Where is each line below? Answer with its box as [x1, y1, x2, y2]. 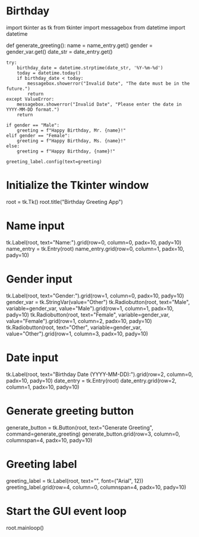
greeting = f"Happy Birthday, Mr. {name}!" [17, 127, 127, 134]
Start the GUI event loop [6, 504, 127, 518]
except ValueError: [6, 96, 55, 102]
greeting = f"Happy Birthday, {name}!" [17, 148, 116, 154]
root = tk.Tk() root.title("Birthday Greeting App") [6, 198, 124, 205]
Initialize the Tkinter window [6, 179, 149, 192]
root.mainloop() [6, 524, 45, 531]
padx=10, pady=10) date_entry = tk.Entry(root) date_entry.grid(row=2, [6, 377, 177, 384]
